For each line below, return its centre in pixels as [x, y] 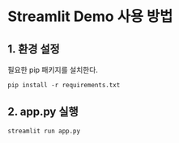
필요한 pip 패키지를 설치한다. [53, 70]
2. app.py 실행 [43, 112]
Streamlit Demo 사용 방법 [90, 17]
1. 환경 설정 [34, 49]
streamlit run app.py [44, 131]
